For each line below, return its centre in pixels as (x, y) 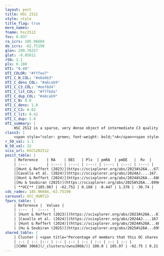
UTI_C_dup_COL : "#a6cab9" (31, 96)
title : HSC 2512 (21, 14)
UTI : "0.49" (17, 69)
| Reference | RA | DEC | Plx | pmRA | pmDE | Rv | (83, 160)
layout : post (18, 10)
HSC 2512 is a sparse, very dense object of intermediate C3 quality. (87, 128)
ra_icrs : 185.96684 (25, 42)
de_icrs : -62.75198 (25, 46)
